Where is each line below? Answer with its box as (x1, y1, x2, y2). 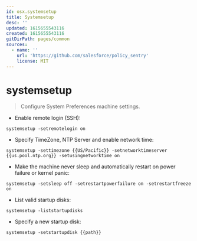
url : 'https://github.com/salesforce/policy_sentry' (17, 53, 149, 58)
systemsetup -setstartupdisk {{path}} (6, 230, 101, 236)
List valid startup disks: (14, 196, 71, 204)
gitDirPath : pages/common (6, 36, 70, 42)
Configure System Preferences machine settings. (20, 103, 140, 110)
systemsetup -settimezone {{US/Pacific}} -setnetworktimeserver (6, 148, 168, 154)
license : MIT (17, 58, 49, 64)
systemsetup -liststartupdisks (6, 208, 83, 214)
